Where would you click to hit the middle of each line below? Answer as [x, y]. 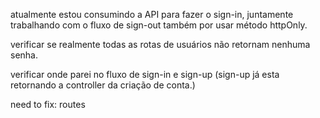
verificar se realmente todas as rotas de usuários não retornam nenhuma [160, 44]
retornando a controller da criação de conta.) [103, 85]
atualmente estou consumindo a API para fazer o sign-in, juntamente [152, 14]
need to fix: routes [48, 104]
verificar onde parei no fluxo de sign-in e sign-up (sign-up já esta [145, 74]
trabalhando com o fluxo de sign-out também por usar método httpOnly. [159, 25]
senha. [24, 55]
